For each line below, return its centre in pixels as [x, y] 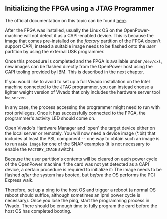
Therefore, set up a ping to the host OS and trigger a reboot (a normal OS [81, 190]
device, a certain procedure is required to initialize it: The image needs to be [84, 169]
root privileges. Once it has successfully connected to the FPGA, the [75, 113]
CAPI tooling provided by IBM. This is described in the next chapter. [75, 72]
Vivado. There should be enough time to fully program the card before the [81, 206]
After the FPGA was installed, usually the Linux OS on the [64, 30]
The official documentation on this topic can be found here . [66, 20]
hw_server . [16, 97]
